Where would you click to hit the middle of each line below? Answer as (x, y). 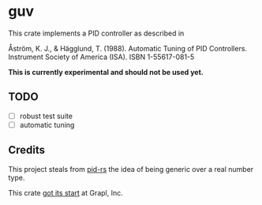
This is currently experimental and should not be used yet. (106, 72)
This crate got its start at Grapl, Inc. (66, 192)
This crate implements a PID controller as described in (96, 33)
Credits (27, 150)
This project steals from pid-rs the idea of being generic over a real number (131, 169)
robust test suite (46, 116)
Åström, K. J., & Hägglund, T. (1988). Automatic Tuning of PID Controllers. (127, 48)
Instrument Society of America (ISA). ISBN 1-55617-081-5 (101, 57)
